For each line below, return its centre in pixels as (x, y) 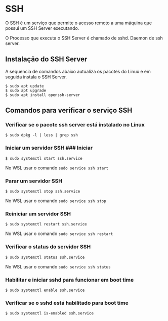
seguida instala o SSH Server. (36, 77)
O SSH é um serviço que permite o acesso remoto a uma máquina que (79, 23)
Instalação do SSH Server (46, 59)
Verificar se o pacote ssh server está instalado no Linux (75, 125)
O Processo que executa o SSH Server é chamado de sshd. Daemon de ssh (84, 38)
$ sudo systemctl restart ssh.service (46, 224)
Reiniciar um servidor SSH (38, 214)
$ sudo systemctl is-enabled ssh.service (50, 313)
